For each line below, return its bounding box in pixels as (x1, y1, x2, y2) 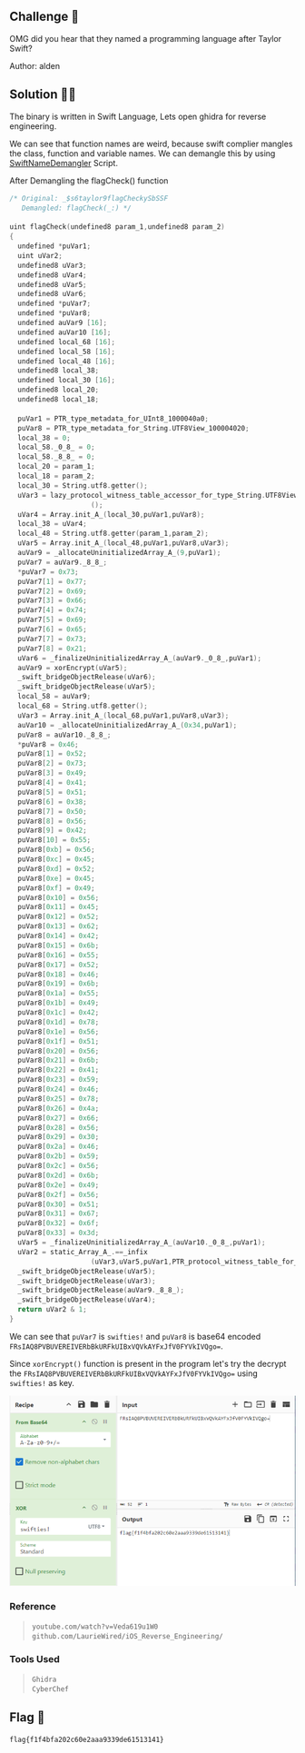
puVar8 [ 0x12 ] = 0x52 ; (17, 912, 100, 922)
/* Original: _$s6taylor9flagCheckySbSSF (9, 193, 169, 203)
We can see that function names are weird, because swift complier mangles (9, 138, 293, 149)
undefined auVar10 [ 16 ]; (17, 328, 112, 337)
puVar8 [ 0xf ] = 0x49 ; (17, 883, 95, 893)
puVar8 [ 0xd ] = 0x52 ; (17, 864, 95, 873)
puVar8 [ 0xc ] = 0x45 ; (17, 855, 95, 864)
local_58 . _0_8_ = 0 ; (17, 442, 95, 452)
